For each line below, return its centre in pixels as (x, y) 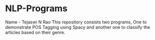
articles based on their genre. (35, 32)
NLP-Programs (37, 9)
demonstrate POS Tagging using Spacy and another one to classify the (78, 27)
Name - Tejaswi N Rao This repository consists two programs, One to (76, 22)
